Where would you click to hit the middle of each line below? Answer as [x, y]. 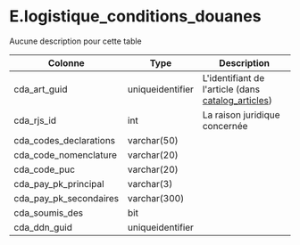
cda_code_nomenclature [66, 155]
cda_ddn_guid [43, 227]
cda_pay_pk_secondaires [67, 198]
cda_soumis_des [48, 213]
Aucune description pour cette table [76, 41]
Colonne [66, 62]
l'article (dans [231, 89]
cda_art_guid [41, 89]
